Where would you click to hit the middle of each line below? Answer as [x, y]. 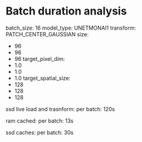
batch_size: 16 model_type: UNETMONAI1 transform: [71, 28]
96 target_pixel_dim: [40, 59]
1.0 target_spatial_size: [42, 78]
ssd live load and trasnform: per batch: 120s [60, 109]
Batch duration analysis [66, 11]
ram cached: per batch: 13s [40, 121]
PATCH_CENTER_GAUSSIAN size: [47, 34]
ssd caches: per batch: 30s [40, 132]
